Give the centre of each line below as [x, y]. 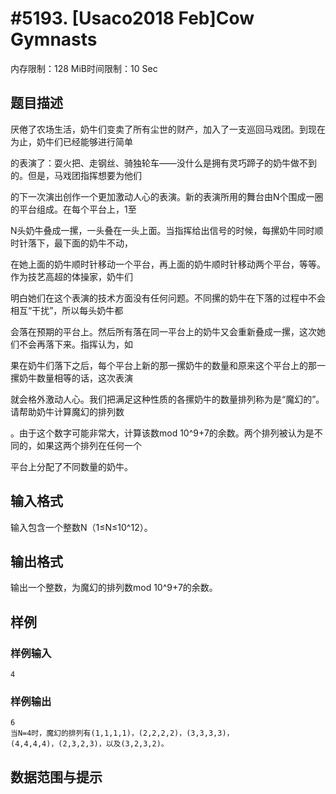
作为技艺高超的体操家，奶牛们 [71, 276]
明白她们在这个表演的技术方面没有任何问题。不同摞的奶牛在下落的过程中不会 [168, 298]
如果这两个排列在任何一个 [89, 445]
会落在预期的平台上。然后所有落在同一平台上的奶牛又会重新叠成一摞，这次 [163, 331]
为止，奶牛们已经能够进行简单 [71, 141]
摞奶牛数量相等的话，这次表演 [71, 378]
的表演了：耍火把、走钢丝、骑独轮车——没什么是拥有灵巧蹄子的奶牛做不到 [163, 163]
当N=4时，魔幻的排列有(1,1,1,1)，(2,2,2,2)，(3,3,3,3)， [122, 733]
